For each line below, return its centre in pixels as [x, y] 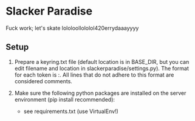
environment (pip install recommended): [65, 99]
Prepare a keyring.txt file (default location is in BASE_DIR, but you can [102, 61]
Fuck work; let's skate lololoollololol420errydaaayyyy [72, 28]
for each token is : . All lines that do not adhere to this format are [94, 75]
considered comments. [43, 81]
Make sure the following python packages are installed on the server [100, 93]
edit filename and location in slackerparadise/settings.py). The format [101, 68]
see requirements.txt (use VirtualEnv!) [71, 111]
